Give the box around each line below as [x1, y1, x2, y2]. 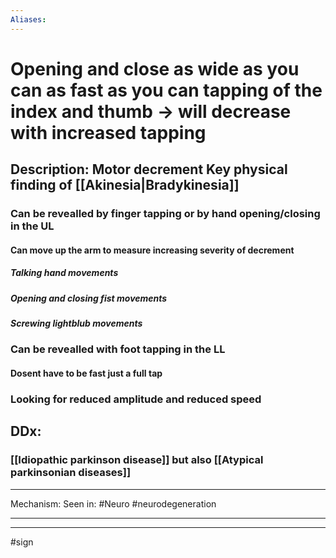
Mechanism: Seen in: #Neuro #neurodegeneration [10, 497, 217, 510]
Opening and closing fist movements [10, 292, 168, 304]
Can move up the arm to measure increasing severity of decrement [10, 244, 295, 256]
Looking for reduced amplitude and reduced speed [10, 392, 262, 406]
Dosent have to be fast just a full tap [10, 367, 163, 380]
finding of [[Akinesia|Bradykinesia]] [10, 177, 240, 194]
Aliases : [10, 14, 47, 25]
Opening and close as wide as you [10, 57, 300, 80]
